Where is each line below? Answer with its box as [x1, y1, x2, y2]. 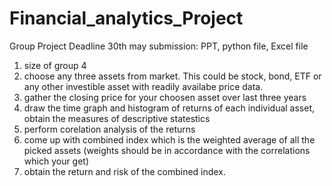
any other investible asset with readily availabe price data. [23, 80, 264, 92]
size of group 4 [23, 59, 87, 71]
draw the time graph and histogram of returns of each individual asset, [23, 102, 316, 114]
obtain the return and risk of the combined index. [23, 165, 226, 177]
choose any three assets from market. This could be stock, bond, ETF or [23, 70, 322, 82]
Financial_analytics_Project [9, 7, 244, 30]
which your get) [23, 155, 90, 167]
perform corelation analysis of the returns [23, 123, 196, 135]
